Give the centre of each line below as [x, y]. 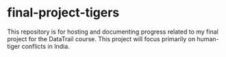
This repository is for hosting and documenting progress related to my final [113, 32]
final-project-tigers [63, 13]
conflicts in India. [46, 46]
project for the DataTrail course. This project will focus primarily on [101, 38]
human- [208, 38]
